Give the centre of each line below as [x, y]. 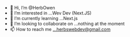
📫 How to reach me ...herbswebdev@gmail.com [60, 29]
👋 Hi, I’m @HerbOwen [32, 8]
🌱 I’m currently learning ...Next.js [44, 18]
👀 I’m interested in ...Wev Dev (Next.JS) [51, 13]
